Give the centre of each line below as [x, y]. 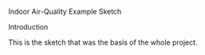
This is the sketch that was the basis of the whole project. [103, 42]
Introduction [28, 27]
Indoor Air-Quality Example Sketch [65, 12]
